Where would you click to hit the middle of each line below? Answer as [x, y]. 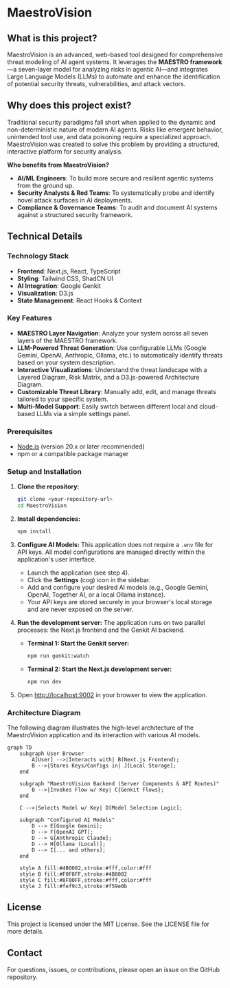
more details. [26, 931]
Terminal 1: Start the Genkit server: [78, 644]
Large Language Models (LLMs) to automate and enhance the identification [114, 76]
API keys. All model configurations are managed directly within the [111, 552]
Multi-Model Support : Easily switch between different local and [107, 406]
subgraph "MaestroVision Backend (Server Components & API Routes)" [119, 784]
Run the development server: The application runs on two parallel [111, 623]
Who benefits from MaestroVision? [58, 165]
